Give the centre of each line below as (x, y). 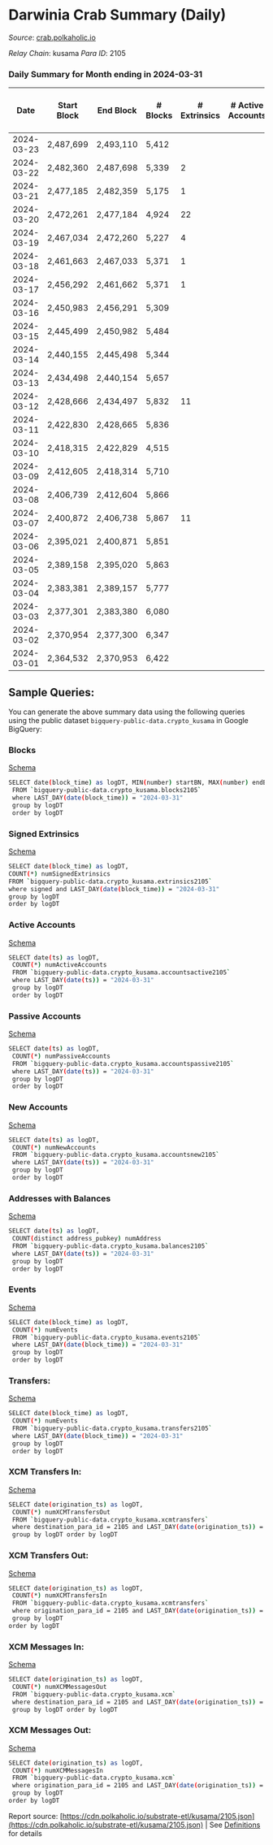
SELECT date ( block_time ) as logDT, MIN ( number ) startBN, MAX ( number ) (129, 783)
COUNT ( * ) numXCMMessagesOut (59, 1687)
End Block (117, 110)
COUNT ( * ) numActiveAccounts (59, 965)
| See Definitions (233, 1825)
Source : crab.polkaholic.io (52, 37)
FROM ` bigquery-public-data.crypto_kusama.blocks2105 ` (106, 790)
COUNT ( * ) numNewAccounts (54, 1147)
